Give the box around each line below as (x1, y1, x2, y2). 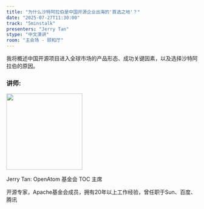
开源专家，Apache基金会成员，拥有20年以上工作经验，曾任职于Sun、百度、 (6, 188, 196, 196)
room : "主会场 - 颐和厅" (6, 37, 64, 43)
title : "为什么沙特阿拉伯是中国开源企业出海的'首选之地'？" (6, 9, 141, 15)
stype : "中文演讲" (6, 32, 50, 38)
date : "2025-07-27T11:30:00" (6, 15, 80, 21)
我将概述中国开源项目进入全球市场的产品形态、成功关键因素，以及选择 (6, 55, 182, 62)
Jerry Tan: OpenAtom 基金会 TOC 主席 (6, 175, 103, 183)
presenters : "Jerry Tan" (6, 26, 69, 32)
